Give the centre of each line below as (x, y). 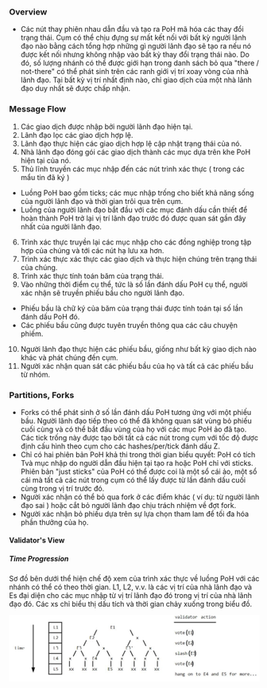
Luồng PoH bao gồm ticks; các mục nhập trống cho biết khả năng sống (137, 193)
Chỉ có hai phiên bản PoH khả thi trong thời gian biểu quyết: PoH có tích (138, 454)
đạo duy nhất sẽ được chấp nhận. (75, 88)
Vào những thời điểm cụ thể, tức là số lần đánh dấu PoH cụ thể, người (134, 284)
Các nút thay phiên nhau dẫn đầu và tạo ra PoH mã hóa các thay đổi (132, 29)
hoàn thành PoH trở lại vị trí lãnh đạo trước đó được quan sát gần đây (133, 218)
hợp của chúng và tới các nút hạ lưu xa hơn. (92, 250)
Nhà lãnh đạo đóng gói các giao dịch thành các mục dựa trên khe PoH (135, 152)
